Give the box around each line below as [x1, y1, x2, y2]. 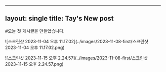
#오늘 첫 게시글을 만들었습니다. [5, 28, 65, 34]
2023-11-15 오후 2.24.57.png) [5, 61, 64, 67]
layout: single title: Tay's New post [5, 14, 114, 23]
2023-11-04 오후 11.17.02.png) [5, 45, 65, 50]
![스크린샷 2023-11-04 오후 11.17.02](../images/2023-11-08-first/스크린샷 [5, 38, 149, 44]
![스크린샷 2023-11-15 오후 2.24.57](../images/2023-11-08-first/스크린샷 [5, 55, 148, 61]
